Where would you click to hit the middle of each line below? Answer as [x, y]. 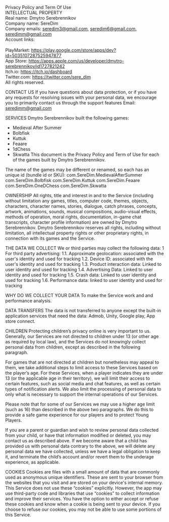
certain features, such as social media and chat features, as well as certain [83, 384]
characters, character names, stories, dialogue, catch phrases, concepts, [81, 206]
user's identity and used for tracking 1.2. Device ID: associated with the [79, 259]
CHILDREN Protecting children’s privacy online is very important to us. [78, 331]
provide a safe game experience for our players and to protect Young [77, 415]
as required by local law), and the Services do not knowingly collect [76, 342]
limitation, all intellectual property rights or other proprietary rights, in [77, 233]
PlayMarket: [18, 50]
